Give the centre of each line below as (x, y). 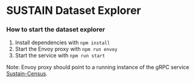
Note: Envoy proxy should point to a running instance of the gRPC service (98, 67)
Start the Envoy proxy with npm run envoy (66, 49)
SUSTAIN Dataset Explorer (74, 11)
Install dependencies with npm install (62, 42)
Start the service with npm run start (60, 56)
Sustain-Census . (27, 74)
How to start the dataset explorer (56, 30)
